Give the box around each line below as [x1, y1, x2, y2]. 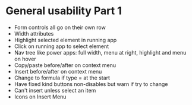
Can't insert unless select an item [14, 87, 96, 94]
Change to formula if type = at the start [14, 74, 111, 81]
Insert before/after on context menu [14, 68, 102, 75]
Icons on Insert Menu [14, 93, 67, 100]
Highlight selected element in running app [14, 36, 117, 43]
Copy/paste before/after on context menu [14, 61, 117, 69]
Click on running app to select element [14, 43, 109, 50]
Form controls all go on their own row [14, 24, 106, 31]
